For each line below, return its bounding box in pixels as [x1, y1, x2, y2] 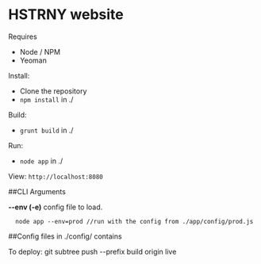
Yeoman [19, 55, 48, 65]
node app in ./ [19, 156, 63, 166]
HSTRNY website [8, 6, 125, 24]
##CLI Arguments [8, 186, 66, 196]
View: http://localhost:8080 [8, 171, 103, 181]
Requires [8, 32, 37, 41]
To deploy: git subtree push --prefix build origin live [8, 247, 177, 256]
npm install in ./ [19, 94, 74, 104]
